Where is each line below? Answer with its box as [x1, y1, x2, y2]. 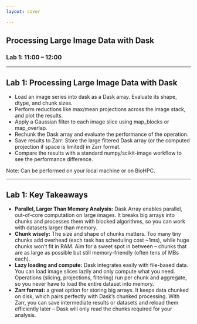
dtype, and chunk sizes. [14, 99, 73, 106]
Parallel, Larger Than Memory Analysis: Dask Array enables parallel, [14, 205, 183, 212]
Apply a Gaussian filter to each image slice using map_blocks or [14, 118, 169, 125]
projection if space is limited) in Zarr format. [14, 143, 121, 151]
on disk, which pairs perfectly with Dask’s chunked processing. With [14, 292, 180, 300]
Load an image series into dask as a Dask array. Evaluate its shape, [14, 93, 177, 101]
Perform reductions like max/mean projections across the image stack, [14, 106, 186, 113]
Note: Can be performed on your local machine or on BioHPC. [6, 167, 155, 174]
